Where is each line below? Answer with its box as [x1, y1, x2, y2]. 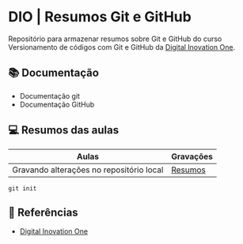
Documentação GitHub [19, 99, 95, 109]
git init [8, 184, 37, 193]
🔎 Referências [8, 205, 78, 219]
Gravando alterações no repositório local [12, 164, 164, 175]
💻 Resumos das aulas [8, 123, 120, 137]
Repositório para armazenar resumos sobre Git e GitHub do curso [8, 34, 222, 43]
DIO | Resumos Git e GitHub [8, 8, 192, 26]
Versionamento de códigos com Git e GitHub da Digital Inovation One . [8, 42, 236, 51]
